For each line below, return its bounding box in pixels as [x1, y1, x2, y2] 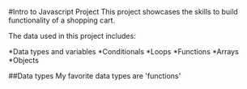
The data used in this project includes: [8, 32, 136, 40]
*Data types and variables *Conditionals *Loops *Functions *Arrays [8, 47, 239, 56]
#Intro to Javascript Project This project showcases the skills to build [8, 7, 239, 16]
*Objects [8, 56, 39, 65]
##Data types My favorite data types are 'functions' [8, 71, 181, 80]
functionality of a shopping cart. [8, 15, 116, 25]
